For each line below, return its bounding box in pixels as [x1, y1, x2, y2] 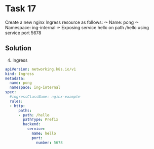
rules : [9, 99, 23, 104]
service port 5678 [5, 30, 41, 36]
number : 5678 [36, 140, 63, 145]
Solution [5, 44, 32, 52]
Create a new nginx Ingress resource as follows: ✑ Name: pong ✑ [5, 19, 139, 25]
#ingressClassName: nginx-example [9, 94, 80, 99]
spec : [5, 90, 16, 95]
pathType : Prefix [23, 117, 58, 122]
